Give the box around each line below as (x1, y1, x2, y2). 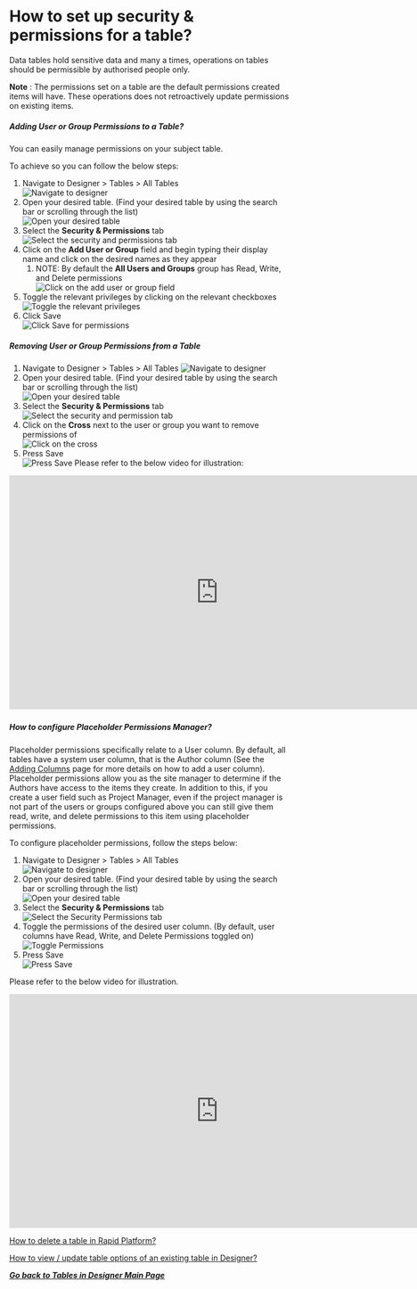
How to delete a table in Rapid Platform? (9, 1235, 157, 1245)
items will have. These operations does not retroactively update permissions (9, 91, 290, 102)
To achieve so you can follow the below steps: (9, 160, 179, 171)
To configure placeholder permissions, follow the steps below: (9, 837, 238, 848)
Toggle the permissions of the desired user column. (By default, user (21, 921, 275, 932)
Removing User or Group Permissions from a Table (9, 341, 201, 351)
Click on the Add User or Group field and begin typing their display (21, 243, 269, 255)
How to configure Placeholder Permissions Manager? (9, 722, 212, 733)
